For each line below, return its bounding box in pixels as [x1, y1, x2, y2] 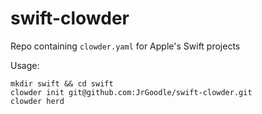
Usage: [10, 59, 40, 71]
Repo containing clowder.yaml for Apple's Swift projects [10, 40, 241, 52]
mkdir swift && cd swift [10, 78, 114, 89]
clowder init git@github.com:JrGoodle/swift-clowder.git [10, 87, 253, 97]
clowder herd [10, 96, 65, 106]
